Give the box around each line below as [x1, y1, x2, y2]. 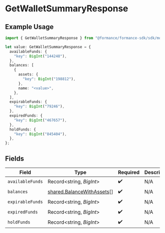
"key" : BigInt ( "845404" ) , [14, 132, 67, 136]
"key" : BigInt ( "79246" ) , [14, 104, 65, 109]
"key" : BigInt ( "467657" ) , [14, 118, 67, 123]
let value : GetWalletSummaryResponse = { [5, 44, 91, 49]
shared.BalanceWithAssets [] [47, 188, 113, 195]
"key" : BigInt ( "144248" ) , [14, 54, 67, 59]
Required [117, 168, 140, 175]
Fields [5, 154, 25, 163]
